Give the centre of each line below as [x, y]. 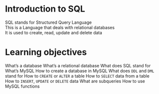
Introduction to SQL [45, 9]
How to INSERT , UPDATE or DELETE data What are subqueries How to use [75, 81]
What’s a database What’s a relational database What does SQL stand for [78, 65]
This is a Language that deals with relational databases [60, 27]
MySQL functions [22, 86]
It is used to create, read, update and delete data [54, 32]
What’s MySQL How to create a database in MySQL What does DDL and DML [79, 71]
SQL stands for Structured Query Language [48, 22]
